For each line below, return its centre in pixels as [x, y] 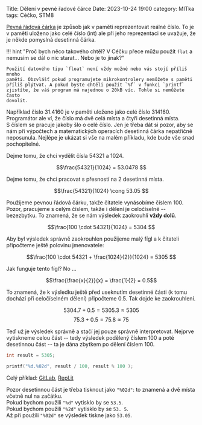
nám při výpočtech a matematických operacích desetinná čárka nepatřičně [99, 131]
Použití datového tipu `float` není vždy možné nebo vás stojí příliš [97, 69]
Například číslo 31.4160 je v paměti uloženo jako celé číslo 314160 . [88, 112]
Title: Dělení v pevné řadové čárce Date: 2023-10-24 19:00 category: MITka [100, 9]
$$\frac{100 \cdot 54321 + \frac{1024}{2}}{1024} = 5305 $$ [101, 257]
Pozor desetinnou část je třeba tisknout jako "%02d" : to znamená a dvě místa [101, 389]
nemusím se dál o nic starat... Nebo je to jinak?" [65, 58]
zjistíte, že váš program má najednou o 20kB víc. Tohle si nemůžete [96, 90]
